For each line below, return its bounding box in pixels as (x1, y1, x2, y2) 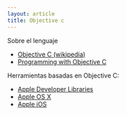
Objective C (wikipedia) (17, 50, 86, 59)
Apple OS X (17, 92, 51, 101)
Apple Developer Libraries (17, 85, 94, 93)
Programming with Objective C (17, 57, 107, 66)
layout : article (7, 10, 55, 18)
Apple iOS (17, 99, 47, 108)
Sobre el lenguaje (7, 36, 58, 44)
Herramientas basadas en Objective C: (7, 71, 120, 80)
